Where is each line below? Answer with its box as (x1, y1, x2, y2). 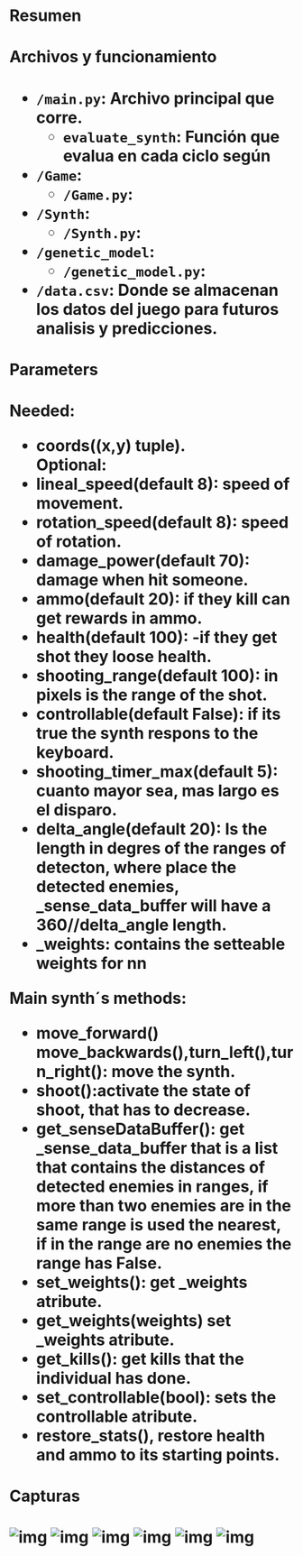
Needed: (9, 401, 76, 420)
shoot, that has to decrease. (35, 1100, 251, 1119)
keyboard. (35, 741, 115, 762)
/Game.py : (62, 184, 133, 204)
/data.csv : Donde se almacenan (35, 280, 280, 300)
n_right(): (35, 1061, 108, 1082)
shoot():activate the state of (35, 1080, 251, 1100)
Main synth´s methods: (9, 988, 188, 1008)
